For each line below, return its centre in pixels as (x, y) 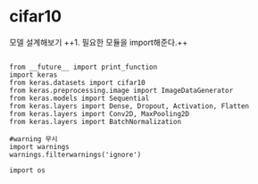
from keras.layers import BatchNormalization (95, 121)
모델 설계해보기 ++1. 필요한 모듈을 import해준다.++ (99, 42)
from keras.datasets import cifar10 (77, 82)
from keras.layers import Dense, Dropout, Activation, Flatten (129, 106)
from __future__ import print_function (83, 67)
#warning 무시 (33, 139)
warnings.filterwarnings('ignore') (75, 155)
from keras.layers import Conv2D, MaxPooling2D (100, 113)
